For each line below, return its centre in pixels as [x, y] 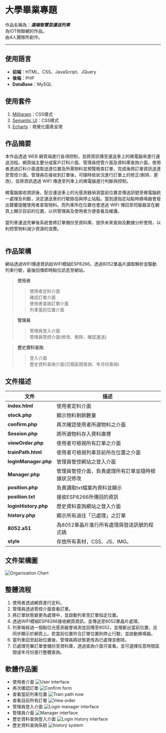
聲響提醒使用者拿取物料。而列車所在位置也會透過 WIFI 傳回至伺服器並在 [82, 205]
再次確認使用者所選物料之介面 [91, 425]
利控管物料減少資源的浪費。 [33, 229]
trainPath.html [25, 452]
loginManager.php [30, 462]
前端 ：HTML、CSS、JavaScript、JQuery [54, 72]
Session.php [23, 434]
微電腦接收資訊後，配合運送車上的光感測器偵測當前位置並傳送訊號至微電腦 [81, 193]
